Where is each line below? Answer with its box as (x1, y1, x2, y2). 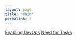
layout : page (5, 7, 32, 12)
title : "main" (5, 12, 34, 17)
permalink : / (5, 16, 32, 21)
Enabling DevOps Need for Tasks (5, 30, 72, 36)
